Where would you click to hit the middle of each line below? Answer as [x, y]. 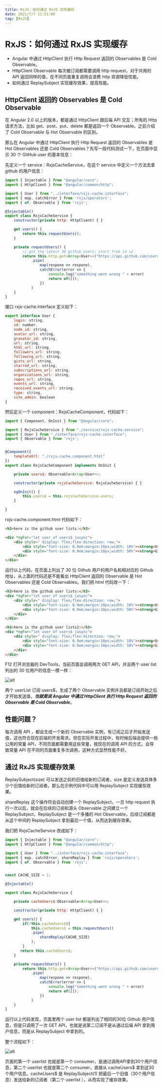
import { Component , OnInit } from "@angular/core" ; [59, 421]
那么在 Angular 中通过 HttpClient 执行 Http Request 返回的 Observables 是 [79, 143]
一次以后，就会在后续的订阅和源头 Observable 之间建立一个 [69, 808]
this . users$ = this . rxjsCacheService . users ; [68, 496]
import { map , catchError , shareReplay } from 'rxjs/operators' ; [72, 858]
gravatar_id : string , [35, 339]
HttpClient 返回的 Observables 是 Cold [64, 100]
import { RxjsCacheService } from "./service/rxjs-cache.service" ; [75, 430]
